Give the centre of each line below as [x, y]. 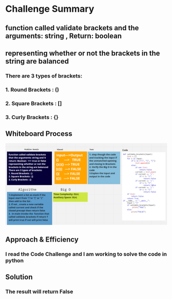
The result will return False [39, 292]
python [15, 261]
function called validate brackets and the [72, 28]
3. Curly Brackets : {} [32, 117]
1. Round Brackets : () [32, 89]
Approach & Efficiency [42, 239]
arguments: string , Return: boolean [64, 36]
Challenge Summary [50, 9]
